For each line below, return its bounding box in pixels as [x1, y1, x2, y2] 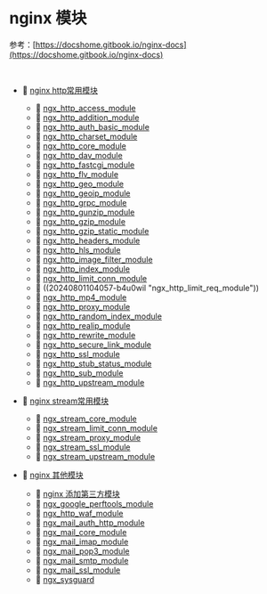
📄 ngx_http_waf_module [35, 508, 124, 518]
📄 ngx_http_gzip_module [35, 216, 126, 227]
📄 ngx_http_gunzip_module [35, 207, 135, 217]
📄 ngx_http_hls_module [35, 244, 121, 255]
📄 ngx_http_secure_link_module [35, 339, 152, 350]
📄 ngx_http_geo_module [35, 178, 125, 189]
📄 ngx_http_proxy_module [35, 301, 131, 312]
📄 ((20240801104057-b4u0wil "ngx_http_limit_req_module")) [35, 282, 260, 293]
